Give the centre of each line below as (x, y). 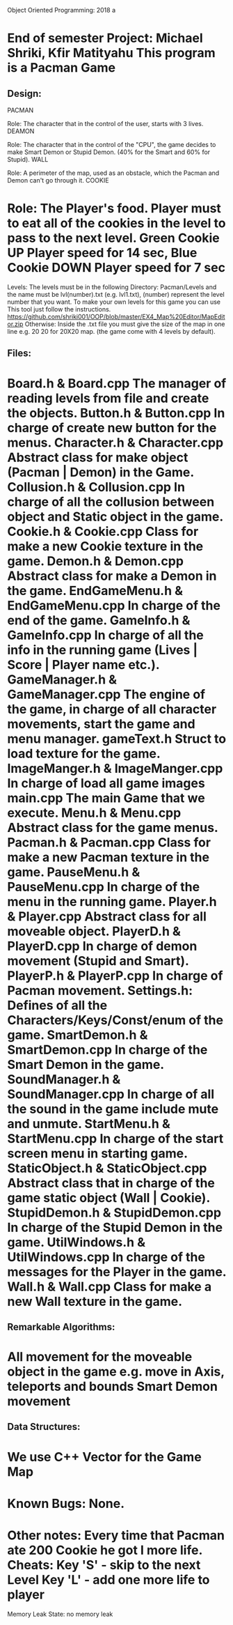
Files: (19, 354)
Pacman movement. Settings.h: (100, 991)
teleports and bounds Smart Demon (112, 1387)
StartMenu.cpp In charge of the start (115, 1138)
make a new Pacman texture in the (109, 857)
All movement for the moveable (100, 1357)
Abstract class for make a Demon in (112, 576)
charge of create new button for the (112, 428)
